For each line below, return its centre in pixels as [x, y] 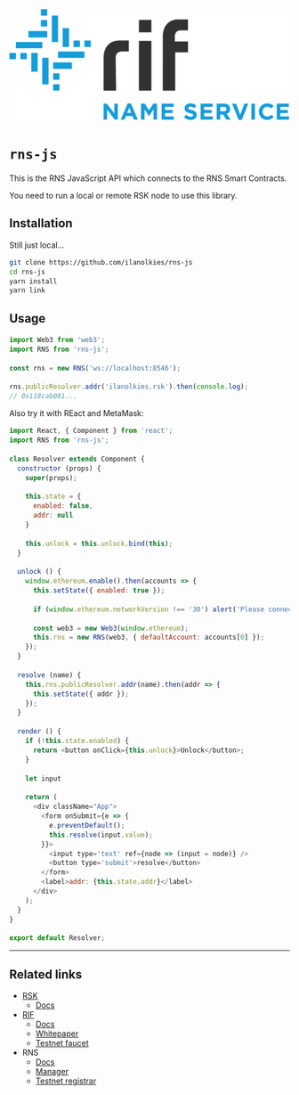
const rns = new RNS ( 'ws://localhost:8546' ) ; [95, 368]
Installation [41, 223]
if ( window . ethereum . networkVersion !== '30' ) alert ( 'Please [149, 609]
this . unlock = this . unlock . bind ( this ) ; [99, 543]
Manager [52, 1072]
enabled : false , [63, 506]
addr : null [53, 516]
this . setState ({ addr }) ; [81, 694]
